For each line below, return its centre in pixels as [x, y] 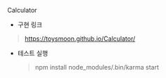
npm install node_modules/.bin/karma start [97, 67]
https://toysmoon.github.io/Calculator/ [80, 39]
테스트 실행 [33, 53]
